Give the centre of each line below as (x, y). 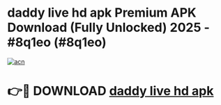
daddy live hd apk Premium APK (102, 13)
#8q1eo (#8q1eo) (57, 42)
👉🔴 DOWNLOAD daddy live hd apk (110, 91)
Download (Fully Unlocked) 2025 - (109, 27)
